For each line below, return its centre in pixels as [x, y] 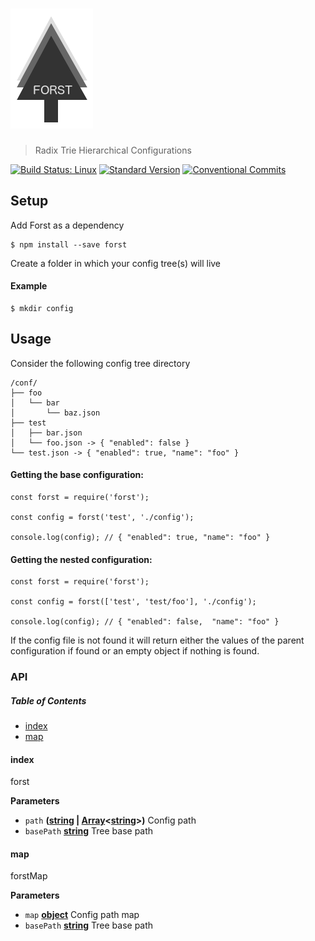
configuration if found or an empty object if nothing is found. [135, 651]
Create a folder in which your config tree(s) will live [116, 263]
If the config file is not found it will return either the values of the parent [157, 640]
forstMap [29, 876]
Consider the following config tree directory [100, 363]
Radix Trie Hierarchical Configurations [113, 150]
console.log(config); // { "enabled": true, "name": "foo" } [140, 537]
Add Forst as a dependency [67, 225]
